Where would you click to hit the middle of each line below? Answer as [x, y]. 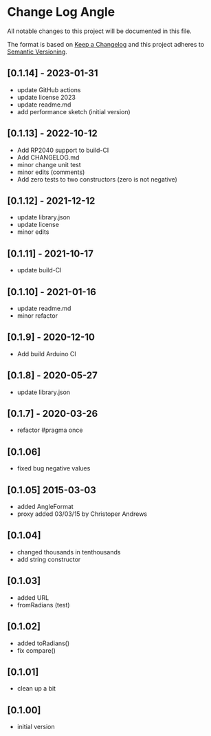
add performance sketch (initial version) [74, 111]
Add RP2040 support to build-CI [63, 150]
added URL [33, 597]
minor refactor [37, 316]
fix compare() [36, 650]
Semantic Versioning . [37, 52]
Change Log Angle [61, 12]
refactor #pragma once [50, 430]
